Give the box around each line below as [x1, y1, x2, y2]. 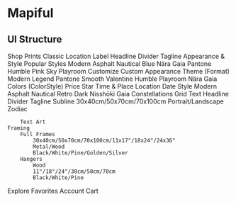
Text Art [20, 118, 46, 125]
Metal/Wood [33, 143, 65, 150]
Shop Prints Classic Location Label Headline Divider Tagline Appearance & [7, 52, 225, 60]
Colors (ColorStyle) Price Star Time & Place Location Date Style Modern [7, 82, 218, 90]
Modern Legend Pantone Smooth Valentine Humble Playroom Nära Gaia [7, 74, 218, 83]
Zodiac [7, 105, 28, 113]
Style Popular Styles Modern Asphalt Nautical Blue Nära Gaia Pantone [7, 60, 212, 68]
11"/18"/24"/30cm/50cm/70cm [33, 168, 116, 175]
